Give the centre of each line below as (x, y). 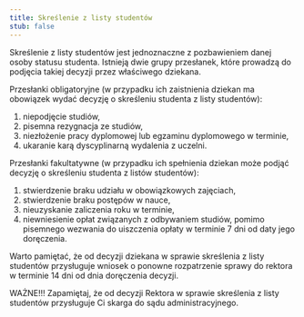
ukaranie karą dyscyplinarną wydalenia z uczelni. (115, 145)
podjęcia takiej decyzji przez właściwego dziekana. (106, 71)
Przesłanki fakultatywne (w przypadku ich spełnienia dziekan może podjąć (149, 163)
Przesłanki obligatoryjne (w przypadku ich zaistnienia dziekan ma (132, 89)
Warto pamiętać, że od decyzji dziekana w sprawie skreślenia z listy (137, 256)
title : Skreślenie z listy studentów (81, 18)
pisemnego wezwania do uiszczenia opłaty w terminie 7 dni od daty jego (159, 229)
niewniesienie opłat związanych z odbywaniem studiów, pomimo (144, 219)
